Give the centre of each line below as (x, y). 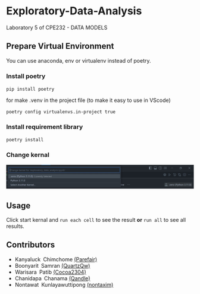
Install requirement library (45, 126)
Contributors (31, 245)
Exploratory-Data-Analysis (74, 11)
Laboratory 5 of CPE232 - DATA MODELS (57, 27)
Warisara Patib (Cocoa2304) (50, 272)
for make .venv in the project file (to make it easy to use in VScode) (88, 100)
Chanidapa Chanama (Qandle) (52, 278)
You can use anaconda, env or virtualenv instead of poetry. (79, 60)
